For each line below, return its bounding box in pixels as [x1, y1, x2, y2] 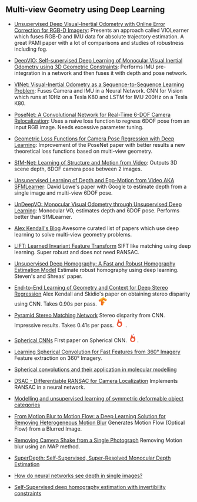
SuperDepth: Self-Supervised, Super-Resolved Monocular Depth [14, 454, 171, 461]
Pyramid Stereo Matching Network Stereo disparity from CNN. [14, 311, 165, 319]
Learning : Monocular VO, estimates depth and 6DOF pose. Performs [14, 206, 180, 214]
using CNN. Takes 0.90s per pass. [14, 300, 98, 307]
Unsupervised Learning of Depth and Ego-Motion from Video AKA [14, 176, 175, 183]
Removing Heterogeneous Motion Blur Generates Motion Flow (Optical [14, 419, 185, 426]
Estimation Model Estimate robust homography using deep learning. [14, 266, 179, 273]
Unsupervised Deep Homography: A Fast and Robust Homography [14, 260, 176, 267]
